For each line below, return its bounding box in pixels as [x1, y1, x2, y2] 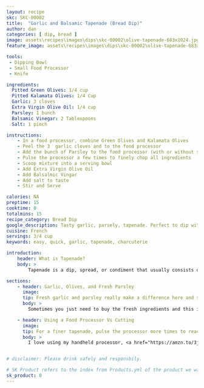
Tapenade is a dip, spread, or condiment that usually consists [28, 267, 194, 273]
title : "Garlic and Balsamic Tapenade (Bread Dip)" [6, 20, 143, 26]
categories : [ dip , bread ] [6, 32, 78, 38]
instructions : [6, 132, 42, 138]
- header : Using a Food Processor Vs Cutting [17, 317, 135, 323]
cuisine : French [6, 228, 47, 234]
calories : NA [6, 194, 39, 200]
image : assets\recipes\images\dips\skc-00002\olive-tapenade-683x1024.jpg [6, 37, 200, 43]
